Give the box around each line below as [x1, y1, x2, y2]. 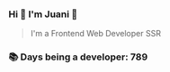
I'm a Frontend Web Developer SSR [30, 28, 161, 39]
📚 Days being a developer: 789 [8, 51, 148, 63]
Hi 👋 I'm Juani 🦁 [8, 8, 78, 20]
